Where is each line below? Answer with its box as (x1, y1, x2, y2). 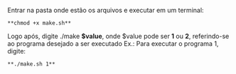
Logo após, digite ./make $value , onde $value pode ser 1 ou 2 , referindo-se (7, 32, 230, 40)
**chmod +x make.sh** (7, 20, 72, 27)
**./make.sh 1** (7, 61, 55, 68)
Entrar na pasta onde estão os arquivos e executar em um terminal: (7, 6, 204, 14)
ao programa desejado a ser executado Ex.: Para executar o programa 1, (7, 39, 219, 48)
